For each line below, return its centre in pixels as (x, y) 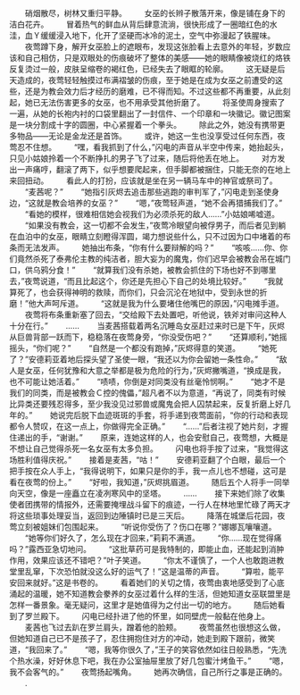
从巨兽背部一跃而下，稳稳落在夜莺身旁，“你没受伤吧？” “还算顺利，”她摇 (148, 337)
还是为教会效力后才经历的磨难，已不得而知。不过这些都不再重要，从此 (154, 91)
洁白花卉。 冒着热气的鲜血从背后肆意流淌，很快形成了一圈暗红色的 (139, 24)
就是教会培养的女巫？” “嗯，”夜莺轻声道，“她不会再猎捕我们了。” (159, 203)
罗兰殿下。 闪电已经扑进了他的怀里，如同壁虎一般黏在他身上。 (147, 616)
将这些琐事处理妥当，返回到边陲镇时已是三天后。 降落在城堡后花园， (143, 515)
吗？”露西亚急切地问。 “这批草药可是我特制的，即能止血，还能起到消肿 (147, 549)
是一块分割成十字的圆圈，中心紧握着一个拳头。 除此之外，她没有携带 (143, 125)
